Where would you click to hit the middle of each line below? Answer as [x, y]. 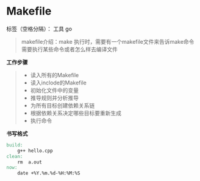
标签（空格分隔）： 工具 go [39, 29]
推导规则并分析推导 [55, 98]
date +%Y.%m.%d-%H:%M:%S [49, 173]
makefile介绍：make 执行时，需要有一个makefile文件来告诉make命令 [108, 41]
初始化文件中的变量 [55, 90]
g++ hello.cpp [35, 151]
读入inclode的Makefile [58, 83]
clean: [15, 156]
